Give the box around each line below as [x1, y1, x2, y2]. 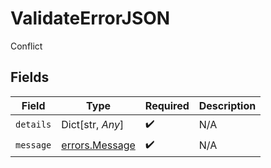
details [15, 119, 52, 131]
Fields [10, 69, 50, 86]
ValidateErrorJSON [10, 7, 171, 30]
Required [144, 98, 190, 112]
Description [198, 98, 257, 112]
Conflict [10, 40, 43, 52]
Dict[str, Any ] [61, 118, 125, 132]
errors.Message [61, 138, 136, 152]
